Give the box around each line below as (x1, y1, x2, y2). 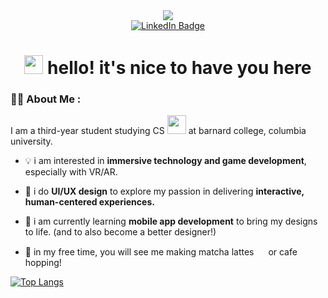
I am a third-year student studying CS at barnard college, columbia (10, 125, 307, 137)
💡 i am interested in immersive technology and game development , (24, 155, 307, 167)
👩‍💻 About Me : (10, 92, 82, 106)
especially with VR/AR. (24, 166, 118, 178)
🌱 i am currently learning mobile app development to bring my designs (24, 215, 318, 228)
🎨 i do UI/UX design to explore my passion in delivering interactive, (24, 185, 305, 198)
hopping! (24, 257, 62, 269)
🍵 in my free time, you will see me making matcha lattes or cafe (24, 246, 298, 258)
